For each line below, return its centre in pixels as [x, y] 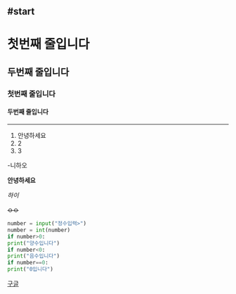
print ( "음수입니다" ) [34, 256]
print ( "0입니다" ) [31, 269]
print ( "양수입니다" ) [34, 243]
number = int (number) [39, 230]
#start [21, 12]
